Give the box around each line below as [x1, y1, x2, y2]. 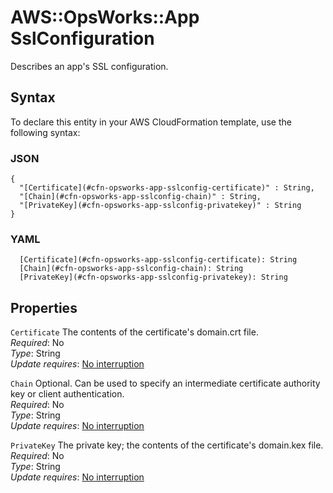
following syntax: [10, 126, 81, 138]
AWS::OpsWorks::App [10, 6, 200, 29]
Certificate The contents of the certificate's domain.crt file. [10, 326, 259, 338]
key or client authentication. [10, 388, 125, 400]
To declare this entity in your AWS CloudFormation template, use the [10, 116, 292, 128]
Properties [10, 299, 78, 316]
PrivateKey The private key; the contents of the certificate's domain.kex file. [10, 439, 324, 451]
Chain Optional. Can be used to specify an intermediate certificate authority [10, 377, 321, 390]
